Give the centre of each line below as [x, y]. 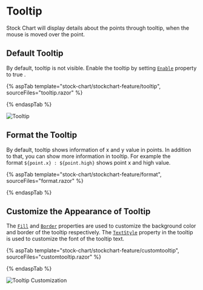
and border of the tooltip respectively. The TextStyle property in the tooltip [100, 232]
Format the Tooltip [42, 135]
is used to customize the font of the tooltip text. [65, 239]
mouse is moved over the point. [46, 34]
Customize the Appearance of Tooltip [78, 211]
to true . [16, 74]
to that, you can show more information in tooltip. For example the [88, 156]
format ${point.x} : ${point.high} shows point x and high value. [88, 162]
